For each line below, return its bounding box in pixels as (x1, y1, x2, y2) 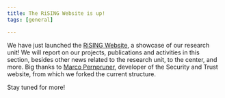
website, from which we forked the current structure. (7, 69, 156, 78)
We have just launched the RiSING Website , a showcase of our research (7, 41, 210, 49)
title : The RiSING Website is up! (7, 10, 106, 17)
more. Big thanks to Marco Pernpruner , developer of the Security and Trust (7, 63, 218, 71)
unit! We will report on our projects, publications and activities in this (7, 48, 200, 56)
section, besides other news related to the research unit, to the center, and (7, 55, 217, 63)
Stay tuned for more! (7, 83, 66, 91)
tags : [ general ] (7, 16, 53, 23)
